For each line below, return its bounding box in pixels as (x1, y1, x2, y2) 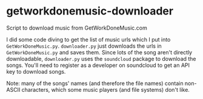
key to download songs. (6, 68, 66, 75)
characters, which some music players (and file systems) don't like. (21, 86, 190, 93)
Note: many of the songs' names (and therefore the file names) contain (6, 80, 184, 87)
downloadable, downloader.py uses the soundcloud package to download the (6, 55, 196, 62)
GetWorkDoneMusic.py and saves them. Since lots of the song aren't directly (6, 48, 193, 56)
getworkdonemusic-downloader (6, 4, 174, 18)
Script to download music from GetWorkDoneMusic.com (6, 24, 147, 31)
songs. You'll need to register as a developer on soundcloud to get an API (6, 62, 190, 69)
